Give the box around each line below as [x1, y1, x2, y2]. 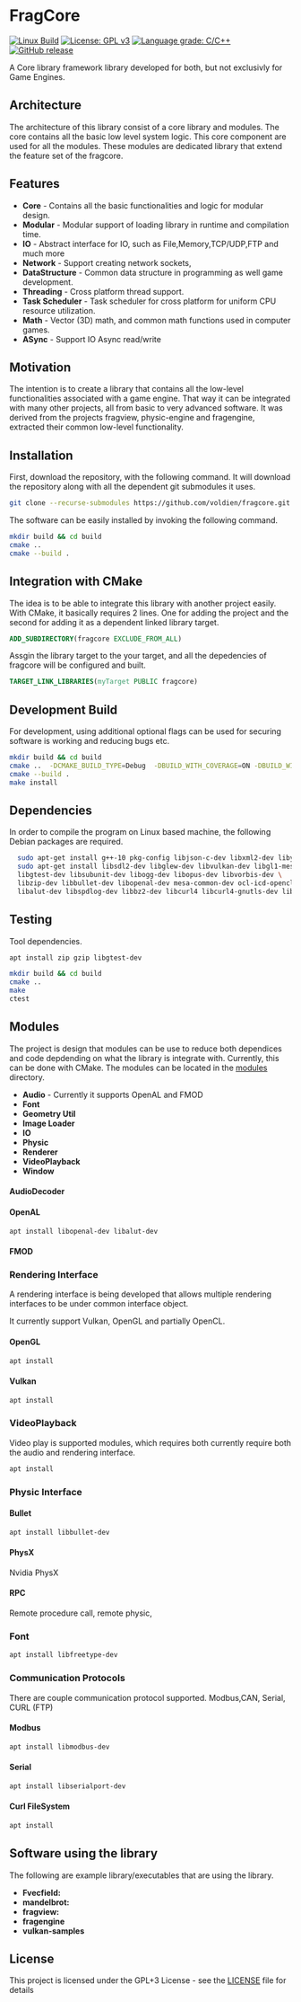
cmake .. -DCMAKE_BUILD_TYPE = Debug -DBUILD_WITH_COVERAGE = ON [9, 761, 251, 770]
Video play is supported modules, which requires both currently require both [9, 1437, 292, 1448]
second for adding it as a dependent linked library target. [9, 616, 219, 627]
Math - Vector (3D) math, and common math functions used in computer [21, 314, 291, 325]
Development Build [9, 702, 118, 717]
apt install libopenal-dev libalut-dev [9, 1227, 159, 1236]
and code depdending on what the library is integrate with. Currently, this [9, 1052, 279, 1063]
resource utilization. [21, 305, 96, 315]
